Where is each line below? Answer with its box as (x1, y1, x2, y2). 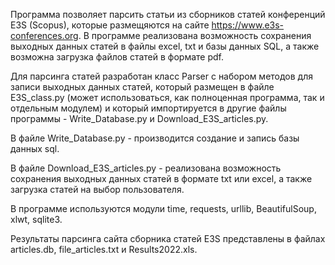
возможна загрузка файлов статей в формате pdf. (10, 51, 225, 63)
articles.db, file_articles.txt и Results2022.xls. (10, 244, 198, 255)
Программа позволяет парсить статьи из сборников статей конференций (10, 9, 326, 20)
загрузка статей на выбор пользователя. (10, 184, 185, 195)
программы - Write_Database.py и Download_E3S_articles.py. (10, 113, 269, 124)
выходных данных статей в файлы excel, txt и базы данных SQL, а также (10, 40, 320, 52)
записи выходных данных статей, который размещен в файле (10, 81, 275, 93)
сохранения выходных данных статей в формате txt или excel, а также (10, 173, 313, 184)
